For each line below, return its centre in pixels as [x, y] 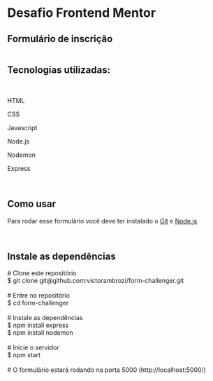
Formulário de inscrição [60, 39]
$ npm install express [38, 325]
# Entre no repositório [38, 296]
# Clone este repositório [42, 273]
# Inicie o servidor [33, 347]
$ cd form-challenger [38, 303]
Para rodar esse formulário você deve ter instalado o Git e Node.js [102, 221]
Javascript [22, 127]
